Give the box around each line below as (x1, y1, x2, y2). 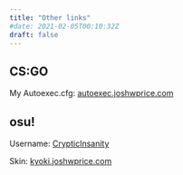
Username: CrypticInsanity (9, 138, 110, 149)
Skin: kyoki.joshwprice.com (9, 156, 112, 166)
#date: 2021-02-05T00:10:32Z (9, 22, 120, 31)
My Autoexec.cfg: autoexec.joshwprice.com (9, 88, 174, 99)
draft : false (9, 30, 59, 39)
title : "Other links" (9, 13, 91, 23)
